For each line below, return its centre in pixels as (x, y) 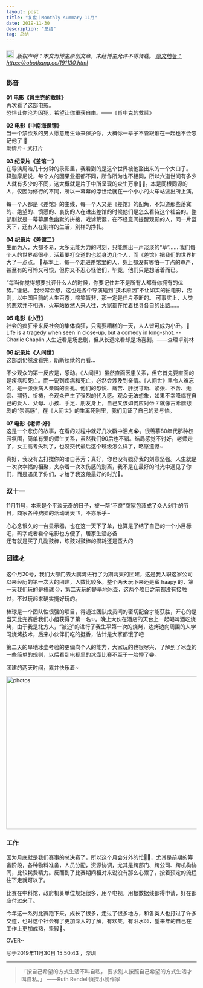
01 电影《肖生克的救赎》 (36, 97)
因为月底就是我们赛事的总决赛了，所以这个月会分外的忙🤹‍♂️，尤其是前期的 (97, 857)
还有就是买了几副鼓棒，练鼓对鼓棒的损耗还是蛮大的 (70, 541)
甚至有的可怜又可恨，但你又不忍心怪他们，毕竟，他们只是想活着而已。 (94, 270)
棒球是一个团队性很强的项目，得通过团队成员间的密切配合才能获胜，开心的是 (101, 612)
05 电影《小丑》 (26, 318)
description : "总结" (31, 29)
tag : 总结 (18, 34)
